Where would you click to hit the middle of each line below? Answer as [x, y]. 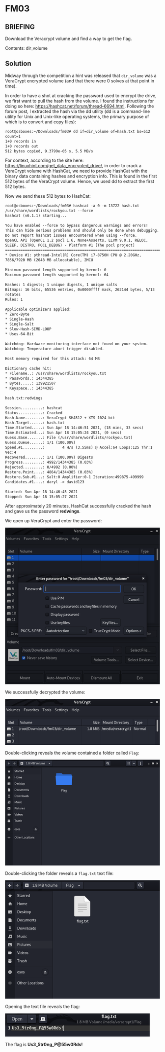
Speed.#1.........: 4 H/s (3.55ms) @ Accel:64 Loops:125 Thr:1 [79, 447]
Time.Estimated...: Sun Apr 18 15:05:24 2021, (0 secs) [63, 433]
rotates [13, 294]
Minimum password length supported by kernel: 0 [56, 270]
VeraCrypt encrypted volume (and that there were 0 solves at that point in [80, 81]
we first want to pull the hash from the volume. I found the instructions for [80, 101]
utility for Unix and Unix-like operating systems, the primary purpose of [77, 116]
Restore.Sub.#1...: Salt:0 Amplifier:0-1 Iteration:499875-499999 [74, 477]
